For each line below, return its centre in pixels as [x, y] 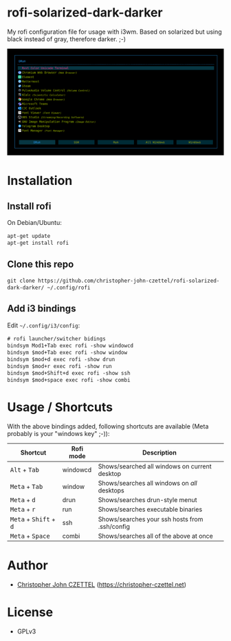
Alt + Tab [25, 470]
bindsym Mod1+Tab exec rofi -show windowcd [70, 345]
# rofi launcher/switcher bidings [57, 338]
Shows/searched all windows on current [155, 466]
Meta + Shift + [33, 519]
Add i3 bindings [42, 308]
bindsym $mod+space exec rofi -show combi [69, 380]
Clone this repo [41, 264]
